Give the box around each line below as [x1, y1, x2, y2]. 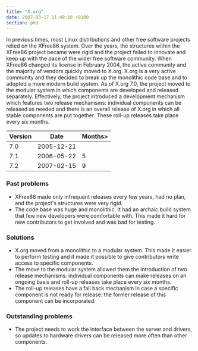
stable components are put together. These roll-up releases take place [6, 112, 179, 119]
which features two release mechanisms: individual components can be [6, 99, 182, 106]
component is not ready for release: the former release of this [14, 291, 166, 298]
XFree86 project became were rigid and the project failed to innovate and [6, 49, 186, 56]
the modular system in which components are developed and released [6, 87, 179, 94]
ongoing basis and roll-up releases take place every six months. [14, 278, 172, 286]
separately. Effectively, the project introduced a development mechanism [6, 93, 186, 100]
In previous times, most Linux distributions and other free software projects [6, 36, 190, 43]
